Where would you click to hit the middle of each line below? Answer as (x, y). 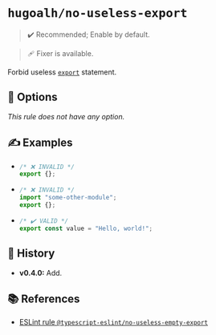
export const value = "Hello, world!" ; (86, 228)
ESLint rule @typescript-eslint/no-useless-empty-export (114, 322)
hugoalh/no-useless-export (98, 13)
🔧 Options (33, 97)
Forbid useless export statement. (62, 72)
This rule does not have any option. (66, 116)
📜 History (31, 254)
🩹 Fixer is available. (60, 53)
